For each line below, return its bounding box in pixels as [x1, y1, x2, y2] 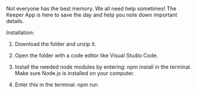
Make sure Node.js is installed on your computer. [14, 70, 135, 76]
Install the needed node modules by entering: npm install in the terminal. [14, 63, 192, 70]
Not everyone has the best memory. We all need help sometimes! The [6, 5, 177, 12]
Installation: [6, 29, 34, 36]
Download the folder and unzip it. [14, 41, 97, 47]
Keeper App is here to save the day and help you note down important [6, 11, 177, 18]
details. [6, 18, 24, 24]
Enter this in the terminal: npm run [14, 81, 98, 88]
